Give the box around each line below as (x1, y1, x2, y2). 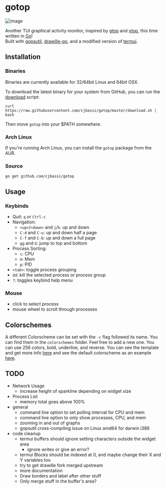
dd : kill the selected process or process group (12, 272, 106, 278)
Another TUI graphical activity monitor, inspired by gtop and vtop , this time (5, 27, 158, 33)
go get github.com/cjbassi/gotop (5, 174, 75, 179)
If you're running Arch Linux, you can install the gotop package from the (5, 145, 152, 151)
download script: (5, 94, 40, 100)
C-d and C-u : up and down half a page (19, 229, 97, 235)
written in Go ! (5, 33, 33, 39)
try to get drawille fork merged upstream (19, 462, 103, 468)
